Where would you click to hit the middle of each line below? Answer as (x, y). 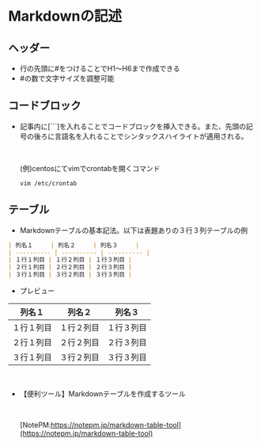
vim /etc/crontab (48, 183)
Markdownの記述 (65, 16)
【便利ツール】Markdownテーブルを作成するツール (102, 394)
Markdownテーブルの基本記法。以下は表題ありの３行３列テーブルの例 (133, 230)
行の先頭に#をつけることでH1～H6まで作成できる (100, 69)
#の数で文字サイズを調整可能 (67, 78)
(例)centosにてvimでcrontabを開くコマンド (90, 168)
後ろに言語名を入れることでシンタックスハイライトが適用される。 (141, 136)
